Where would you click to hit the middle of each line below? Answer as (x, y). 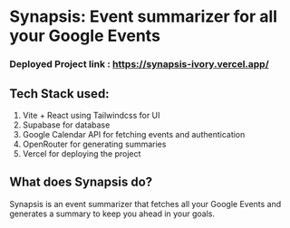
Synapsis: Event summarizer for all (144, 17)
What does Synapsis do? (81, 182)
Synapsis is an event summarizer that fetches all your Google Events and (145, 204)
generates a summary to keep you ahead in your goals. (112, 214)
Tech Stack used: (60, 94)
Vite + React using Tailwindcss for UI (91, 115)
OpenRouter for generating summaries (94, 144)
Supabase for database (66, 125)
